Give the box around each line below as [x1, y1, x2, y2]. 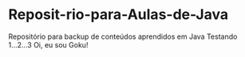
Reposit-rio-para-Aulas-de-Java [8, 6, 229, 24]
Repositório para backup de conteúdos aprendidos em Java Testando [8, 32, 238, 41]
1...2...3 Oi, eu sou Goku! [8, 40, 89, 49]
